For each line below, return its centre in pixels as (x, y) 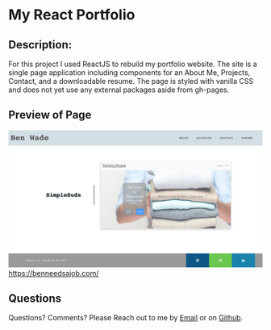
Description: (40, 45)
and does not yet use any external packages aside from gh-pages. (119, 90)
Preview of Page (50, 115)
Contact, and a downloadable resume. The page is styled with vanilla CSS (131, 81)
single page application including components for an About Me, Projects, (129, 73)
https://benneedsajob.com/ (54, 273)
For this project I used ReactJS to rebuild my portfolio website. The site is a (133, 64)
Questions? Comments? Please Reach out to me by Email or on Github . (126, 318)
